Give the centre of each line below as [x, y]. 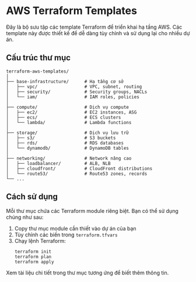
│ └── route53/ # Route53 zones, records [77, 174]
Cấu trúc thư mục [38, 58]
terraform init [33, 252]
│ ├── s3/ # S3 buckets [61, 138]
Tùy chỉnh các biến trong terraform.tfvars [66, 235]
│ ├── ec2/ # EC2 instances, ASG [71, 112]
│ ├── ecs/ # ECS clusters [64, 117]
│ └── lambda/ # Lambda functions [69, 122]
